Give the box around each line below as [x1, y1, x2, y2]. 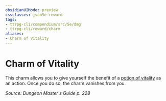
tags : [5, 17, 17, 22]
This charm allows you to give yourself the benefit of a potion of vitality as [5, 74, 161, 81]
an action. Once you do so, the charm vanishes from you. [5, 80, 126, 86]
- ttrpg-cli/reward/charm [5, 27, 60, 32]
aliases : [5, 31, 24, 36]
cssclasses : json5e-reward [5, 12, 63, 17]
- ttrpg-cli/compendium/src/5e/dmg [5, 21, 81, 27]
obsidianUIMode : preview [5, 7, 58, 13]
